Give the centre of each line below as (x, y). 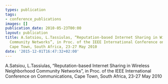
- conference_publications (33, 19)
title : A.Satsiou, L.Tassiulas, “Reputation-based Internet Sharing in (81, 38)
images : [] (16, 24)
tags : (11, 14)
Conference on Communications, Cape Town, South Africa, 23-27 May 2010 (84, 76)
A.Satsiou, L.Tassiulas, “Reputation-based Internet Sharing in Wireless (77, 66)
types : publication (25, 10)
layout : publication (27, 33)
